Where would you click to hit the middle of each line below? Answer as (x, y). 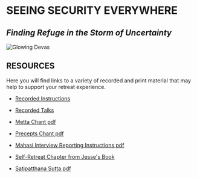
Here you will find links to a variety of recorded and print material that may (99, 80)
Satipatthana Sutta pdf (43, 168)
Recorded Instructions (43, 98)
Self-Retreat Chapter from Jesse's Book (65, 156)
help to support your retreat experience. (56, 87)
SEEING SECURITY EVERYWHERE (92, 11)
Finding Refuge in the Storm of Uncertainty (89, 33)
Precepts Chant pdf (39, 133)
